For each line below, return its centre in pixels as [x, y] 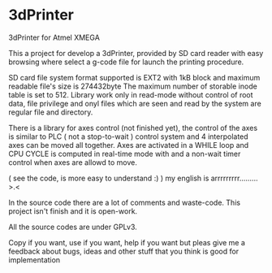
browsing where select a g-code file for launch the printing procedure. [126, 62]
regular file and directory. [51, 112]
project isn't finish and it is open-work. [73, 211]
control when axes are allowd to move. [73, 162]
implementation [35, 260]
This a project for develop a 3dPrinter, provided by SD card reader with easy [136, 53]
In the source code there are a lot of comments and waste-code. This [125, 202]
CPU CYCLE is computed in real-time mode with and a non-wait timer [125, 154]
